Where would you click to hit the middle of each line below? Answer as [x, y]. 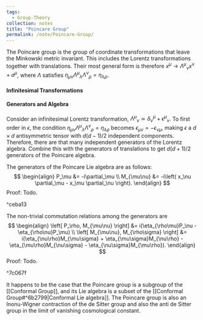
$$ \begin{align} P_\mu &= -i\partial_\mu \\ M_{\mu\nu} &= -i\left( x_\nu [102, 176]
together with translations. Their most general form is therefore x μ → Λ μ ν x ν [101, 66]
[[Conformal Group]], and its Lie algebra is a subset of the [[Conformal [95, 291]
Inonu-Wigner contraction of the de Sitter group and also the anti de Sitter [99, 304]
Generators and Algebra [37, 104]
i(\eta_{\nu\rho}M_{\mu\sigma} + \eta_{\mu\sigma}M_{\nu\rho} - [102, 238]
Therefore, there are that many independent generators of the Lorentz [94, 142]
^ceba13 [17, 204]
